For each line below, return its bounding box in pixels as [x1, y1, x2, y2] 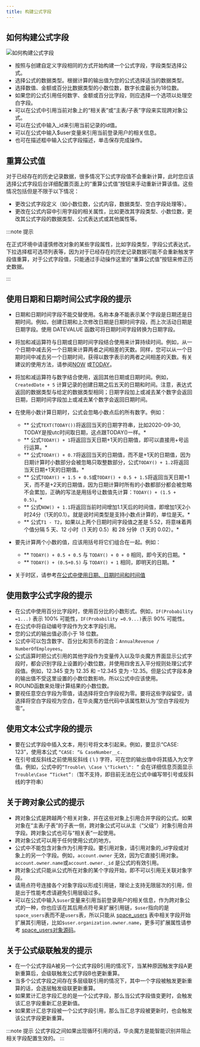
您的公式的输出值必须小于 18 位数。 [14, 630, 102, 637]
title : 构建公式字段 [6, 8, 52, 15]
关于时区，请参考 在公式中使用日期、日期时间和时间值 [14, 572, 146, 579]
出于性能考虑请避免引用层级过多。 [20, 889, 104, 896]
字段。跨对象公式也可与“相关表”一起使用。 [14, 829, 119, 836]
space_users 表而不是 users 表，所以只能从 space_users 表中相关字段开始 [14, 911, 191, 919]
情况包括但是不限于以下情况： [6, 188, 79, 195]
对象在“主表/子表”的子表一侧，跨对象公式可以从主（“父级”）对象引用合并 [14, 822, 193, 829]
